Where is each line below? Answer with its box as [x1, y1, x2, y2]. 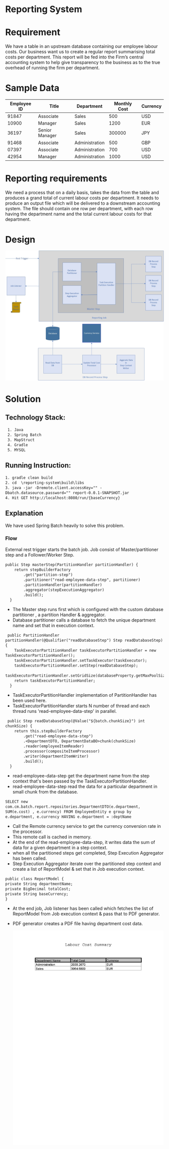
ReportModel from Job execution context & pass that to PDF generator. [12, 911, 160, 917]
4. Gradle [7, 442, 28, 447]
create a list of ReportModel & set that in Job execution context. [12, 866, 145, 872]
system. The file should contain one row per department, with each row [5, 205, 153, 211]
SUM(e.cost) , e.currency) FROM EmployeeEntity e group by [5, 809, 132, 814]
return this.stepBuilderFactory [14, 729, 82, 734]
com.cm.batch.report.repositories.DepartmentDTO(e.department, [5, 804, 141, 809]
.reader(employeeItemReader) [23, 744, 84, 749]
